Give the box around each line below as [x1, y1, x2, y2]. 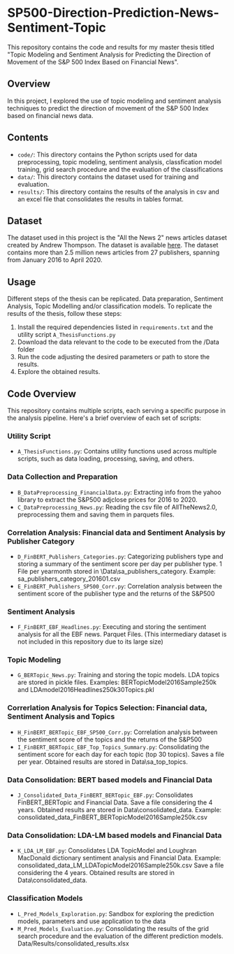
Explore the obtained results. [17, 368, 101, 376]
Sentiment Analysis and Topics [7, 711, 115, 721]
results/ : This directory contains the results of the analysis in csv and [17, 187, 220, 196]
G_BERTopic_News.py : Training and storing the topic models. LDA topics [17, 671, 220, 679]
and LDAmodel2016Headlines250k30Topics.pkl [17, 686, 155, 694]
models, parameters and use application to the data [17, 917, 166, 925]
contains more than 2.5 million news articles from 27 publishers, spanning [7, 248, 220, 256]
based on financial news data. [7, 111, 94, 120]
